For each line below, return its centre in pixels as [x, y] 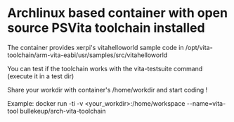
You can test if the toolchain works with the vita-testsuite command [105, 68]
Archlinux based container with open [118, 13]
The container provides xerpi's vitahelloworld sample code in [96, 47]
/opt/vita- [199, 47]
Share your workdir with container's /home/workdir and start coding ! [108, 90]
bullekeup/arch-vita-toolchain [63, 111]
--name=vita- [206, 103]
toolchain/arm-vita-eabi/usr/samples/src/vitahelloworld [87, 55]
